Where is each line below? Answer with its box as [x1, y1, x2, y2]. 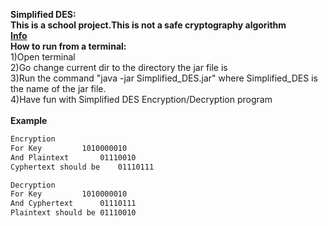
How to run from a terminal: [10, 40, 127, 52]
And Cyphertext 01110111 [10, 199, 137, 209]
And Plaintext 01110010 [10, 152, 137, 163]
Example [10, 115, 48, 126]
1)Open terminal [10, 51, 76, 63]
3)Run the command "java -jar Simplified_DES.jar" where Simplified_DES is [10, 72, 318, 84]
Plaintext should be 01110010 [10, 208, 137, 218]
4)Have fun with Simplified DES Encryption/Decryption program [10, 94, 273, 105]
